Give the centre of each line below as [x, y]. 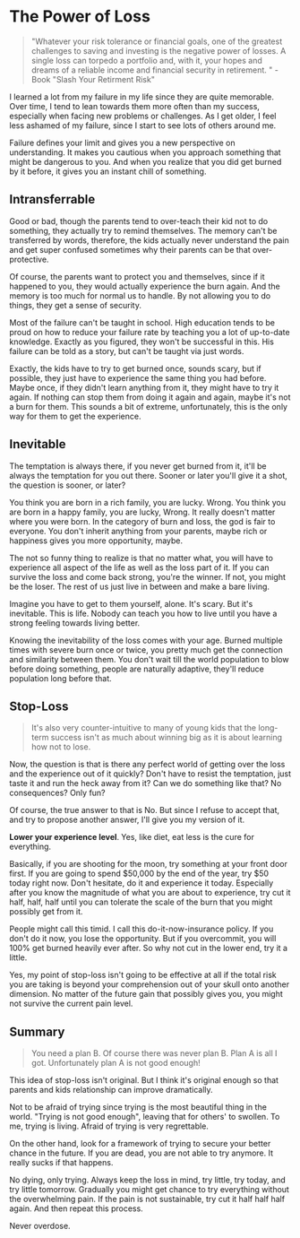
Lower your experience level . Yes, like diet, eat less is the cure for [132, 837]
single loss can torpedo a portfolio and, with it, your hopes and [146, 60]
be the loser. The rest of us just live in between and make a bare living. [140, 586]
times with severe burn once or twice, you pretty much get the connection [146, 649]
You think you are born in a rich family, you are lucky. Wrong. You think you [148, 502]
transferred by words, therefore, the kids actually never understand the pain [149, 240]
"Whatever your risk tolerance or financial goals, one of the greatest [157, 41]
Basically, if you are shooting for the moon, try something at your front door [149, 864]
